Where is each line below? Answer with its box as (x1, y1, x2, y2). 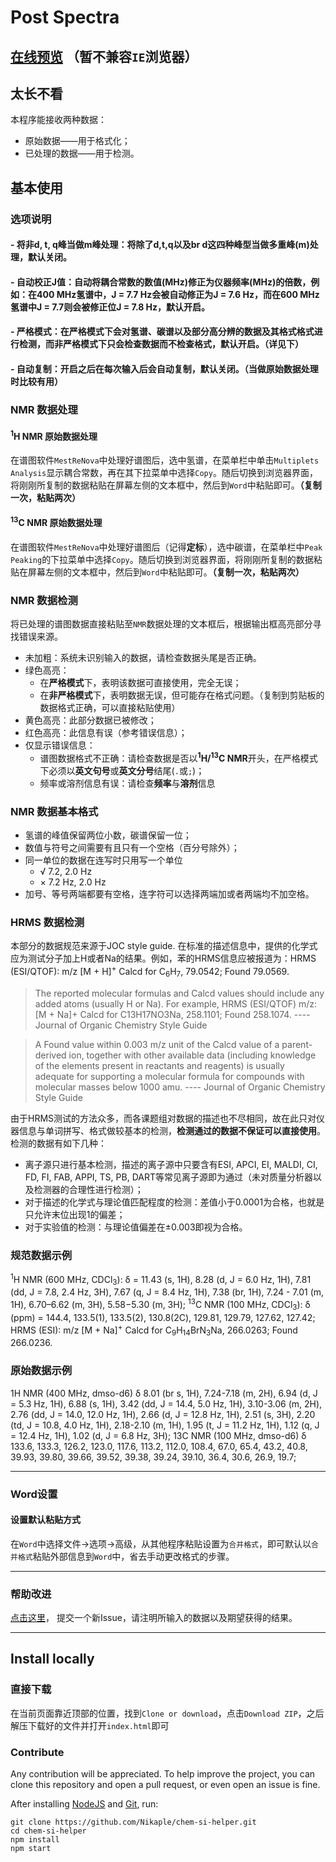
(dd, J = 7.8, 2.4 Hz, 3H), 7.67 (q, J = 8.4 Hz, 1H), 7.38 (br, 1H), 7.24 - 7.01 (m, (10, 1286, 325, 1298)
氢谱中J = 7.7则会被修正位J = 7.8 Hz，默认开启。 (10, 301, 211, 313)
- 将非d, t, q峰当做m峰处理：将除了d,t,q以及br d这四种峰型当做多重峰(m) (10, 239, 310, 251)
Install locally (10, 1651, 95, 1668)
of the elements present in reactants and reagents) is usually (34, 1059, 285, 1071)
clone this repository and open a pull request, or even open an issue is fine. (10, 1779, 321, 1791)
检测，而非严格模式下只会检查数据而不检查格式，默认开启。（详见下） (18, 338, 304, 350)
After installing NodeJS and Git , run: (10, 1798, 159, 1810)
